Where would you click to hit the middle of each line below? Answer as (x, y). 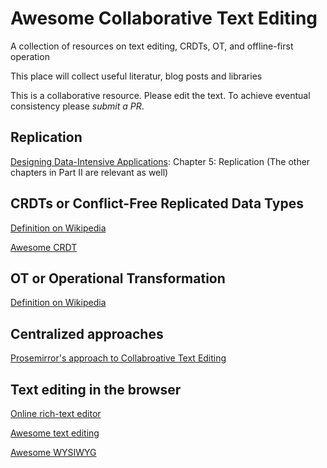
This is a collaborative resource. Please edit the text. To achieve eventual (160, 95)
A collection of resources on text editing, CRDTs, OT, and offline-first (152, 46)
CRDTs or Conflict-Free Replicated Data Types (157, 203)
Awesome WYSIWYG (53, 452)
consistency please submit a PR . (77, 106)
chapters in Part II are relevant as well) (89, 172)
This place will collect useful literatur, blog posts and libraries (136, 76)
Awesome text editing (55, 433)
